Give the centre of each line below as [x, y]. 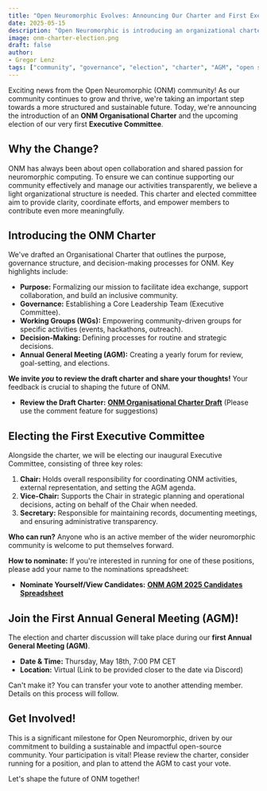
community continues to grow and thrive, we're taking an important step [126, 98]
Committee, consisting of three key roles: [75, 464]
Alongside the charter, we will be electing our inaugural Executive [115, 456]
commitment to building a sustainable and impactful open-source [115, 746]
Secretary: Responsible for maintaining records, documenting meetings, [138, 513]
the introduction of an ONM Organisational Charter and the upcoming [123, 116]
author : [21, 53]
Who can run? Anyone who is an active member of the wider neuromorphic [132, 537]
